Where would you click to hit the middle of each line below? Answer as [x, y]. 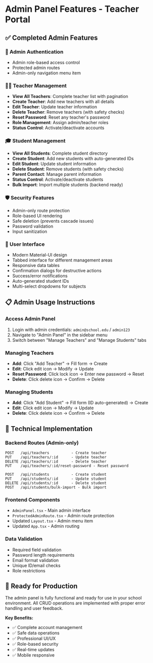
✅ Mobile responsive [33, 655]
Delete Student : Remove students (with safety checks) [68, 169]
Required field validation [37, 550]
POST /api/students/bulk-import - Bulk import [56, 488]
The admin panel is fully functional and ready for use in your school [73, 598]
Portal [18, 19]
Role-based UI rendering [37, 216]
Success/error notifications [40, 276]
